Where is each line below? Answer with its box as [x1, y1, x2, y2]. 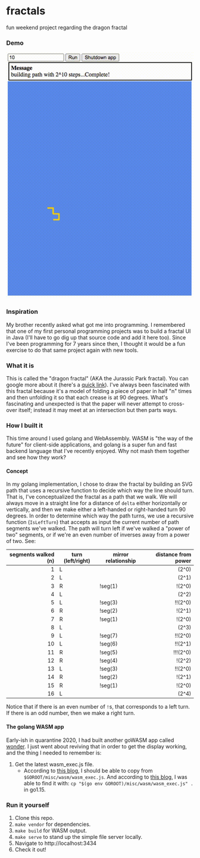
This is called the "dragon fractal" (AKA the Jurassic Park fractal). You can [6, 375, 189, 382]
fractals [6, 4, 46, 18]
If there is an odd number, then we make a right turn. [6, 710, 135, 717]
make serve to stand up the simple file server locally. [14, 833, 143, 840]
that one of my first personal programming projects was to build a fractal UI [6, 327, 191, 335]
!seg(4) [99, 657, 118, 664]
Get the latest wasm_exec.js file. [14, 760, 94, 767]
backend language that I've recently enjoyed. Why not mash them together [6, 448, 190, 455]
